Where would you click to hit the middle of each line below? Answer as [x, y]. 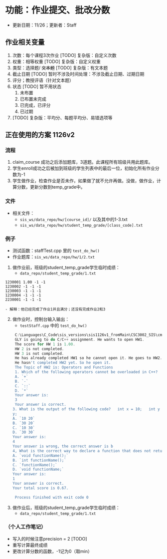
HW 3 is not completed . [39, 353]
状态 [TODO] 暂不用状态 [37, 86]
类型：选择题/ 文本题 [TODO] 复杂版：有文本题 [60, 67]
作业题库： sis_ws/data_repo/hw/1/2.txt [54, 257]
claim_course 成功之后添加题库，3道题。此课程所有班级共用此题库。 [83, 162]
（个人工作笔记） [26, 527]
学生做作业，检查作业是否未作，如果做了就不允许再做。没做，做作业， [84, 181]
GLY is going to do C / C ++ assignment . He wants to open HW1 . [80, 339]
